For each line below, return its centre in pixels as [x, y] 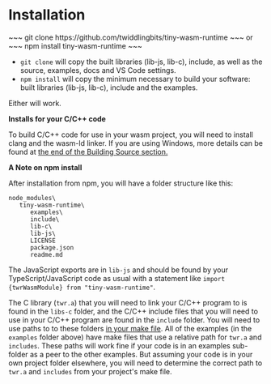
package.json [52, 247]
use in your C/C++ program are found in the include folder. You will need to [134, 320]
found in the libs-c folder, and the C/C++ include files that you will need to [133, 311]
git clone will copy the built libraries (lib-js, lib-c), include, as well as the [141, 62]
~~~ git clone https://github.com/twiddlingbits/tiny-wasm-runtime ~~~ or [131, 37]
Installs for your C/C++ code [57, 118]
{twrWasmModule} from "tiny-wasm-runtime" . [82, 287]
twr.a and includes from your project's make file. [90, 371]
